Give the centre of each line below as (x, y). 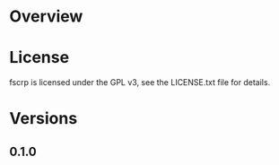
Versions (44, 119)
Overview (46, 17)
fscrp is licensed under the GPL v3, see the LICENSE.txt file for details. (140, 82)
